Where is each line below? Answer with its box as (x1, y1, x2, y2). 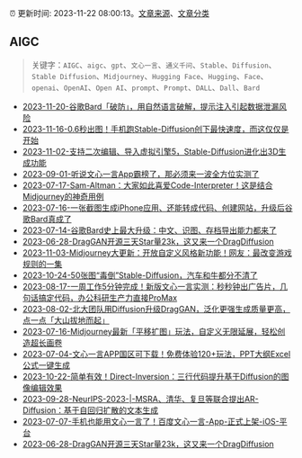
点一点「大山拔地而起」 (22, 314, 110, 326)
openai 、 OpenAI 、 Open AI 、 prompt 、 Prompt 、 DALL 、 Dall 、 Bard (31, 82, 261, 93)
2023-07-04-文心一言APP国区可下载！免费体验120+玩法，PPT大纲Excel (22, 348, 291, 359)
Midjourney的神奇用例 (22, 191, 104, 202)
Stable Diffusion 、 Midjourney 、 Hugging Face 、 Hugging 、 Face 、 (31, 70, 269, 81)
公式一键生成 (22, 359, 70, 371)
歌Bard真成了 (22, 213, 72, 224)
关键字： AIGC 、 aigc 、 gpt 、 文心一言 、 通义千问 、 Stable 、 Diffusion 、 (31, 59, 277, 70)
